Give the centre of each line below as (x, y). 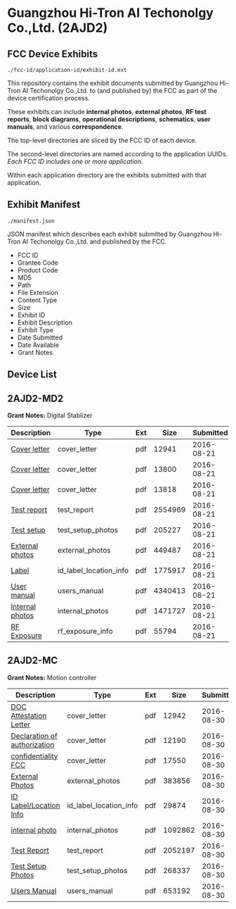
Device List (32, 375)
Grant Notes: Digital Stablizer (50, 415)
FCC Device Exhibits (53, 54)
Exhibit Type (35, 330)
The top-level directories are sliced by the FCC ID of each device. (102, 140)
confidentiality (34, 756)
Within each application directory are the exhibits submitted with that (107, 175)
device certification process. (48, 98)
